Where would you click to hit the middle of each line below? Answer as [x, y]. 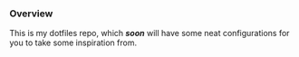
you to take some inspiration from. [73, 43]
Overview [31, 14]
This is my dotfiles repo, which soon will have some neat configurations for [149, 33]
